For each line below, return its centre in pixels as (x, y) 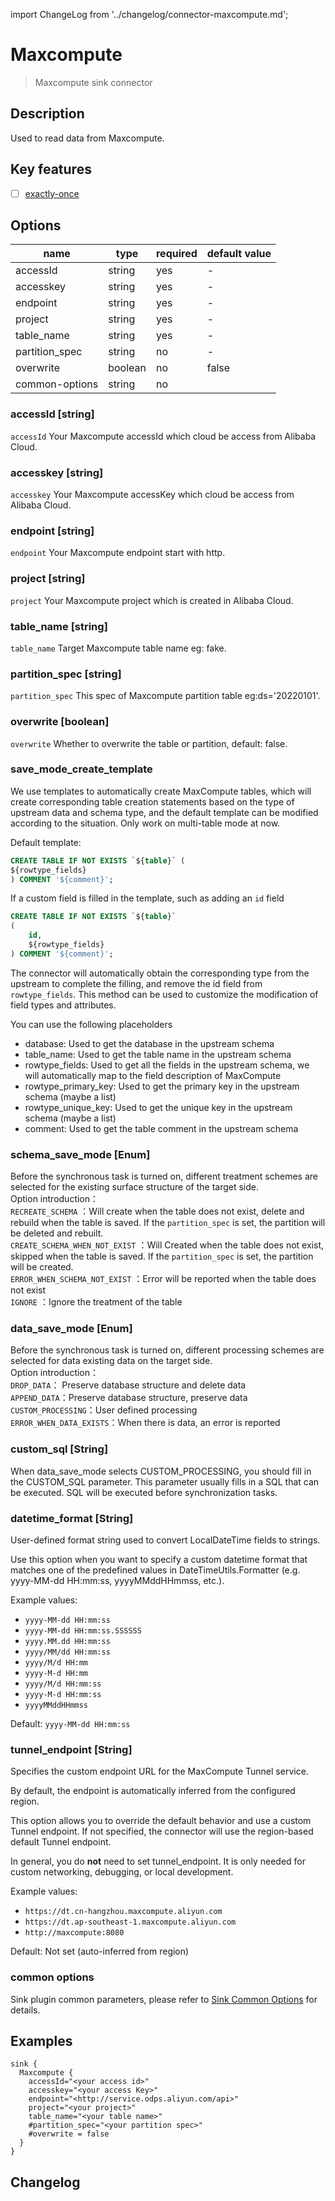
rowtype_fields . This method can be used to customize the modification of (164, 994)
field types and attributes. (63, 1005)
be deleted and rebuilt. (57, 1233)
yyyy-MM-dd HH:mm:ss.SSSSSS (83, 1631)
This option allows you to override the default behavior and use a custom (161, 1821)
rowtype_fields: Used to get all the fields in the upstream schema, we (167, 1065)
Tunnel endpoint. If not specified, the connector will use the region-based (162, 1831)
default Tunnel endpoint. (61, 1842)
